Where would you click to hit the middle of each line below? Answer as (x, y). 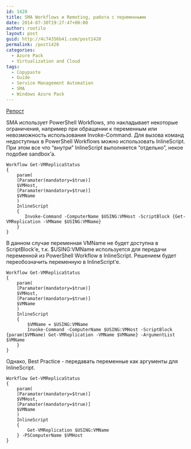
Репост (15, 111)
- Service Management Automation (52, 83)
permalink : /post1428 (33, 45)
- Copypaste (26, 72)
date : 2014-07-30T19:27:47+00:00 (47, 22)
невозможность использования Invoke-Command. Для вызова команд (95, 135)
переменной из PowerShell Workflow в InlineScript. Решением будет (91, 256)
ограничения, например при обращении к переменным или (82, 128)
